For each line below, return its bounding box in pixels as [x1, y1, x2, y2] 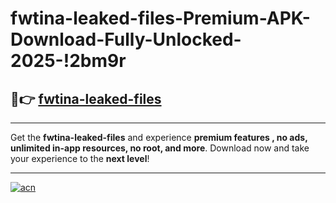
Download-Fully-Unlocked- [10, 28, 242, 51]
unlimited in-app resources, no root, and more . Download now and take [10, 142, 310, 154]
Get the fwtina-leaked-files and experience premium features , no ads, [10, 132, 308, 143]
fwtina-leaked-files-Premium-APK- [10, 7, 311, 30]
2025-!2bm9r [10, 50, 127, 72]
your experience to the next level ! [10, 153, 150, 164]
